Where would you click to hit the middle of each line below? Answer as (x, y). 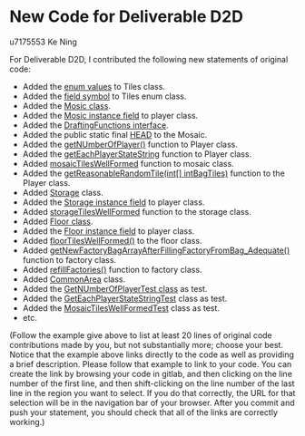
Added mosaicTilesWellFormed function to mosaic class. (128, 163)
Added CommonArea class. (74, 279)
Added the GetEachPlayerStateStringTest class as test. (125, 298)
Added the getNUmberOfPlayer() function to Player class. (130, 144)
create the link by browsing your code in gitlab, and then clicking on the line (151, 373)
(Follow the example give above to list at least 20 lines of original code (141, 335)
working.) (27, 421)
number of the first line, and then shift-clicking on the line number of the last (152, 383)
